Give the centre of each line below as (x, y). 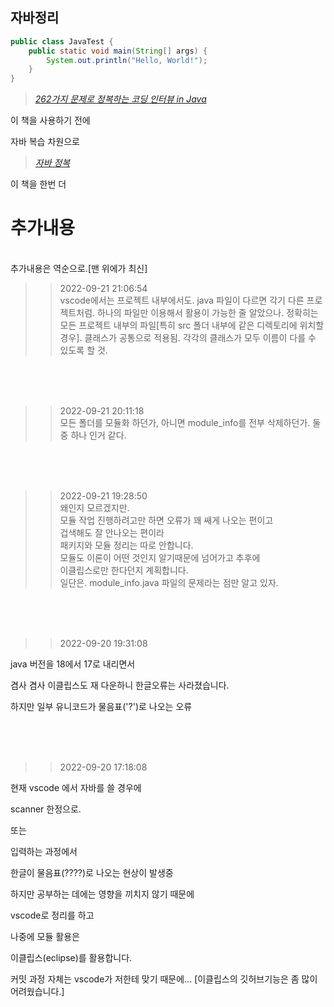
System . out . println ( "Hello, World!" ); (127, 60)
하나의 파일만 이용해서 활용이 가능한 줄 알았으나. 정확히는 (208, 313)
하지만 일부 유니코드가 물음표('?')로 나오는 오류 (101, 707)
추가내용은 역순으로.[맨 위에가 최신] (79, 269)
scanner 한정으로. (46, 809)
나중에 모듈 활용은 (45, 937)
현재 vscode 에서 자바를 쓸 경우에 (76, 788)
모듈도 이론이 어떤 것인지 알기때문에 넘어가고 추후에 (160, 558)
